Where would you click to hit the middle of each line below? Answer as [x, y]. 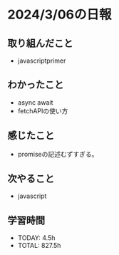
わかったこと [36, 85]
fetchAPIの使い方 [43, 110]
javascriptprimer [42, 61]
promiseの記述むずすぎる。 [58, 154]
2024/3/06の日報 [59, 15]
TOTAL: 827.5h [39, 246]
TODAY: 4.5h [36, 238]
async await [35, 102]
